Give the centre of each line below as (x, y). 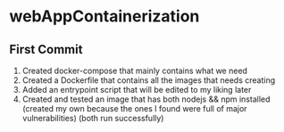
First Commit (46, 49)
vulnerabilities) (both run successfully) (93, 118)
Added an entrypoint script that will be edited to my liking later (137, 90)
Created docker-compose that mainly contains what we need (135, 70)
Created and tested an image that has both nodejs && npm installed (146, 99)
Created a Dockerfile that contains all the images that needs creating (149, 80)
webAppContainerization (104, 16)
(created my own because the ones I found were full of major (134, 108)
